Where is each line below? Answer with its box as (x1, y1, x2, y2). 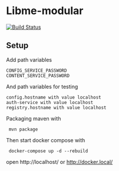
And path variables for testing (6, 83, 78, 90)
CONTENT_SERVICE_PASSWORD (6, 72, 70, 79)
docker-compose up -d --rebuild (8, 148, 88, 154)
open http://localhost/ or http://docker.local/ (6, 158, 113, 165)
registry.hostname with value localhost (6, 105, 107, 110)
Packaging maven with (6, 115, 61, 122)
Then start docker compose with (6, 136, 85, 143)
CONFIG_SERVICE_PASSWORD (6, 68, 67, 73)
